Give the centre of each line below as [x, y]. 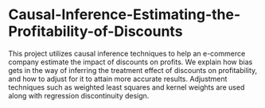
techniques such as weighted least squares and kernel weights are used [127, 87]
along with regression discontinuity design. [79, 95]
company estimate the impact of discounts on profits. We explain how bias [131, 62]
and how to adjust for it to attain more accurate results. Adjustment [118, 79]
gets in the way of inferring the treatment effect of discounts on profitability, [133, 70]
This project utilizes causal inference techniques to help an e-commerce [127, 53]
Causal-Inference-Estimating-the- [125, 15]
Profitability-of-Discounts [95, 31]
